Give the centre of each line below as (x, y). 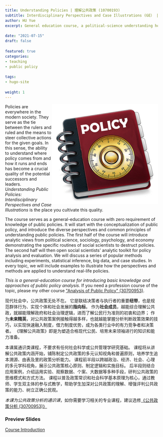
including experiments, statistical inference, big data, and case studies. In (78, 260)
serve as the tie (21, 122)
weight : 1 (15, 92)
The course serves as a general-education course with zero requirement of (80, 219)
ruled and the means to (28, 132)
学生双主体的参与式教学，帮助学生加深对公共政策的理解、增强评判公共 (83, 384)
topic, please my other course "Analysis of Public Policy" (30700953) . (75, 290)
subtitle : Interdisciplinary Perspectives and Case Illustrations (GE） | (82, 15)
